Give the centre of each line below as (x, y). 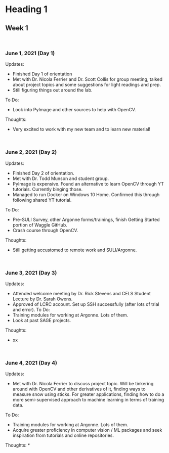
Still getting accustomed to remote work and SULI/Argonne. (75, 250)
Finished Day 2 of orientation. (43, 173)
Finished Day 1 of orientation (42, 74)
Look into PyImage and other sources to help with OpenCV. (74, 110)
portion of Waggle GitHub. (40, 225)
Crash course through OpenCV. (45, 230)
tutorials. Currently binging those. (48, 189)
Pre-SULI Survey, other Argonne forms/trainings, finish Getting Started (86, 219)
